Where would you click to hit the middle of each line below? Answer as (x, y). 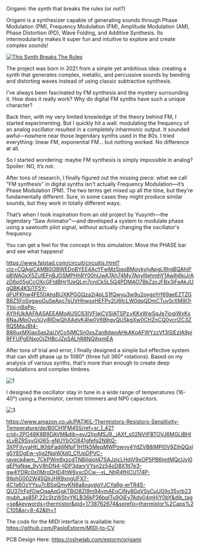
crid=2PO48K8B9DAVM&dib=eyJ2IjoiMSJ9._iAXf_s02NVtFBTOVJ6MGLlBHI (99, 434)
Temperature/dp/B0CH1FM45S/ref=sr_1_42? (60, 428)
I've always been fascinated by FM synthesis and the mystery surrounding (97, 92)
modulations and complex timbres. (49, 369)
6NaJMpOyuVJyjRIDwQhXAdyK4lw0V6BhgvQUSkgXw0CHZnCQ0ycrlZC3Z (99, 320)
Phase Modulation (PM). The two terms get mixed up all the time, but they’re (100, 190)
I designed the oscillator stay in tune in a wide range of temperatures (90, 392)
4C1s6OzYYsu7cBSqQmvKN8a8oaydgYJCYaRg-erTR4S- (76, 485)
